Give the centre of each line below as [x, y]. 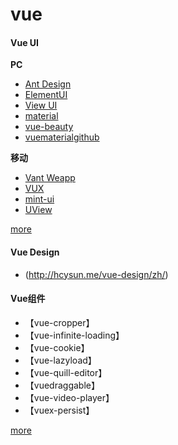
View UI [41, 105]
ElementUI [46, 95]
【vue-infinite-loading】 [74, 335]
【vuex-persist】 [59, 410]
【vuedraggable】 [62, 385]
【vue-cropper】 [59, 322]
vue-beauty [49, 127]
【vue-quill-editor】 [66, 372]
